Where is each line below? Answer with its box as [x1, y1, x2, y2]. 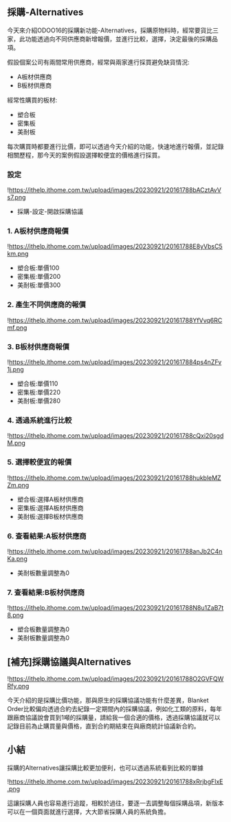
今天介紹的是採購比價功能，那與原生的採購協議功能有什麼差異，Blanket [7, 696, 209, 704]
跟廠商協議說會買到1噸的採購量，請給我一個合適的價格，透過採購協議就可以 [7, 713, 221, 721]
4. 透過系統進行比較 [7, 415, 72, 425]
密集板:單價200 [16, 273, 61, 281]
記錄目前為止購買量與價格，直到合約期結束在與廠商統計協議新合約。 [7, 722, 200, 730]
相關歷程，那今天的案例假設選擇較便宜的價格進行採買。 [7, 151, 164, 159]
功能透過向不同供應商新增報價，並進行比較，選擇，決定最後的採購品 [25, 34, 218, 43]
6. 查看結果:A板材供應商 [7, 531, 87, 540]
